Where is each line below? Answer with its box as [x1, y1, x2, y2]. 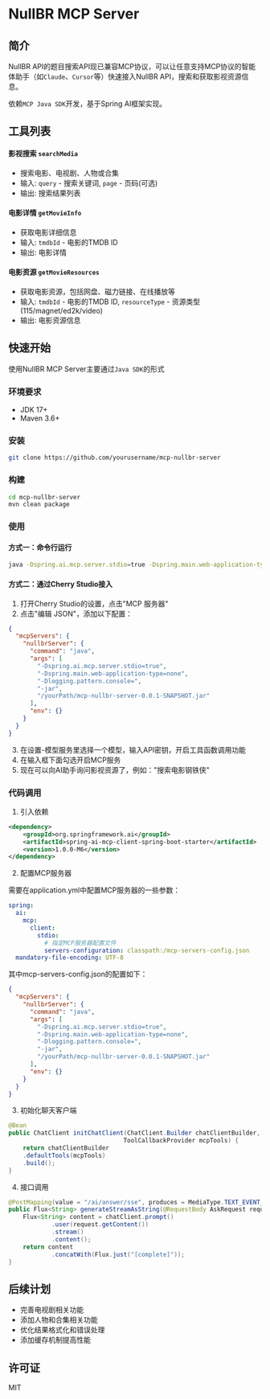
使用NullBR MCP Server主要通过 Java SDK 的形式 [8, 363, 165, 374]
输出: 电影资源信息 [19, 315, 81, 325]
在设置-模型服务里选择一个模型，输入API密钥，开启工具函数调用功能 [19, 745, 247, 754]
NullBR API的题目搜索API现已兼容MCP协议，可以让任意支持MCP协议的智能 [8, 62, 256, 71]
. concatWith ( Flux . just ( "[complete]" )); [51, 1250, 185, 1258]
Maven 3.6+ [19, 413, 60, 423]
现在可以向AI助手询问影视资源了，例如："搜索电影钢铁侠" [19, 765, 211, 774]
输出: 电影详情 [19, 247, 67, 257]
